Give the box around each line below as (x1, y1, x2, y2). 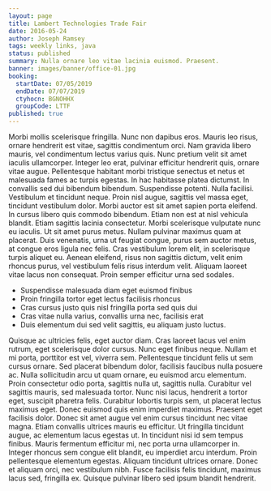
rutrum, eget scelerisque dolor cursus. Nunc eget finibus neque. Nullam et (8, 344, 257, 353)
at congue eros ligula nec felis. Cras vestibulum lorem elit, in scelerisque (8, 244, 251, 254)
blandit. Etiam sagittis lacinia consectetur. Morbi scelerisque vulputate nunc (8, 218, 261, 228)
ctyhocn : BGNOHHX (15, 95, 75, 103)
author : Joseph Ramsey (8, 34, 85, 43)
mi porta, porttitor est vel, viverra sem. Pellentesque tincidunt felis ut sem (8, 353, 254, 362)
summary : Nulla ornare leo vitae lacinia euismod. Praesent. (8, 58, 220, 66)
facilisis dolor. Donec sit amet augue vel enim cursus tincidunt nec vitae (8, 413, 248, 422)
